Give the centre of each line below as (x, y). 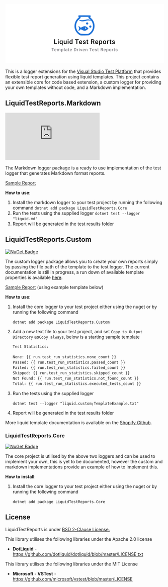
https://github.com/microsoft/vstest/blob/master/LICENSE (73, 579)
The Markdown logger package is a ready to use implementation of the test (83, 168)
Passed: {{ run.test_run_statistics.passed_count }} (69, 363)
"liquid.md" (25, 219)
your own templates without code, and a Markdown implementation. (76, 87)
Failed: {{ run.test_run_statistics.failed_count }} (69, 368)
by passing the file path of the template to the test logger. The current (77, 267)
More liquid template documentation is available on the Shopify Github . (79, 422)
